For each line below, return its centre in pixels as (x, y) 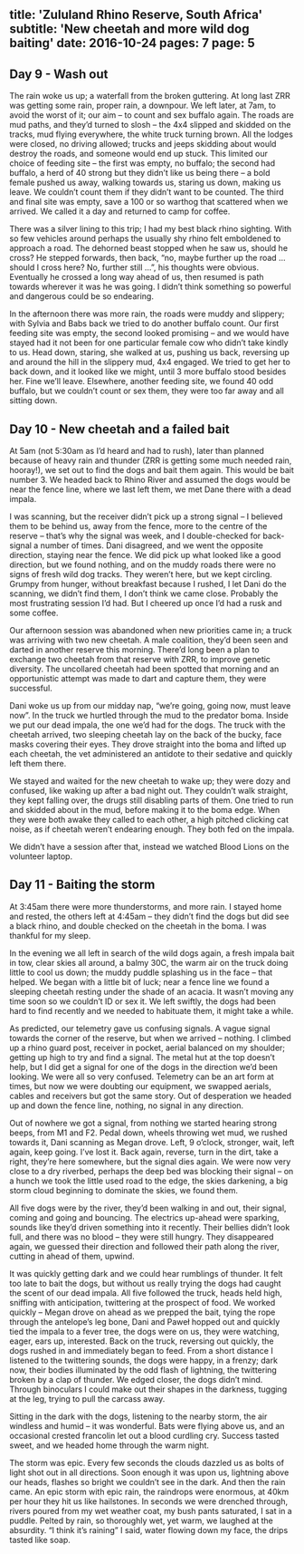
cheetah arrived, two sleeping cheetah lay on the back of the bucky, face (146, 735)
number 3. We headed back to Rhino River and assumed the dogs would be (150, 480)
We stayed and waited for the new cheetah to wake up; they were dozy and (150, 781)
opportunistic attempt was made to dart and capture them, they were (138, 679)
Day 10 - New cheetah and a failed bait (120, 429)
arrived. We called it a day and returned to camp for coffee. (120, 211)
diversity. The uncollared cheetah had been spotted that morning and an (144, 669)
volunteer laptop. (41, 856)
